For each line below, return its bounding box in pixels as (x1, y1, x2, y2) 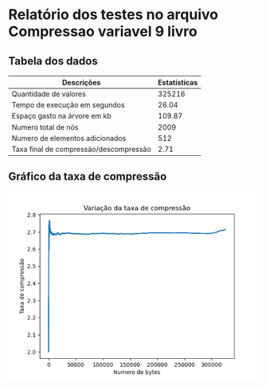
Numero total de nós (11, 122, 79, 132)
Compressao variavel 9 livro (8, 22, 198, 41)
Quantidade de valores (11, 89, 86, 99)
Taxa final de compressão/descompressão (11, 145, 151, 154)
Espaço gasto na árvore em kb (11, 111, 111, 121)
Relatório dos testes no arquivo (8, 6, 219, 24)
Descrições (62, 77, 101, 87)
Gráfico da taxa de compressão (8, 170, 167, 183)
